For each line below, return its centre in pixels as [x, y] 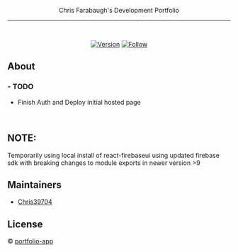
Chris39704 [35, 202]
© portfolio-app [30, 241]
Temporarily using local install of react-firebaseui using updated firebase [113, 155]
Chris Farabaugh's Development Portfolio [119, 10]
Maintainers [35, 184]
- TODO [21, 86]
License [25, 224]
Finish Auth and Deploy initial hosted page [79, 102]
